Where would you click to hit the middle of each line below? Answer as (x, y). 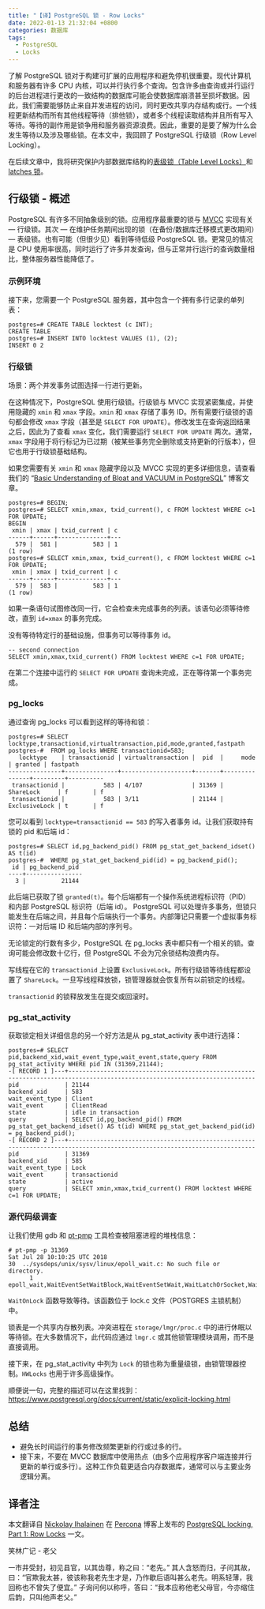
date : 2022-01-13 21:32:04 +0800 (63, 23)
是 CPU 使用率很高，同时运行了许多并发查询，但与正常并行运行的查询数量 (128, 249)
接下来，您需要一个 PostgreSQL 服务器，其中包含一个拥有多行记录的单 (123, 300)
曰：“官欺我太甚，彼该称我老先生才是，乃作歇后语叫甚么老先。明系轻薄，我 (131, 1577)
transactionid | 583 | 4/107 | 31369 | (118, 785)
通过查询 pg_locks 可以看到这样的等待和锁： (80, 722)
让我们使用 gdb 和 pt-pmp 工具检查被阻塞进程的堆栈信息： (103, 1235)
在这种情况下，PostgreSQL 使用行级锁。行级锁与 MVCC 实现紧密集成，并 (127, 402)
